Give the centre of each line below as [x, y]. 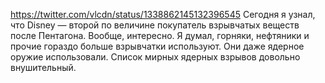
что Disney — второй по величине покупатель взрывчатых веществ [155, 25]
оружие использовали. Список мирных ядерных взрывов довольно [155, 57]
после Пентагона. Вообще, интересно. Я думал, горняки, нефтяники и [160, 35]
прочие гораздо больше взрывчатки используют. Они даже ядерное [157, 46]
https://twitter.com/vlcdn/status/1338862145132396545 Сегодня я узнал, [163, 14]
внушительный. [43, 67]
